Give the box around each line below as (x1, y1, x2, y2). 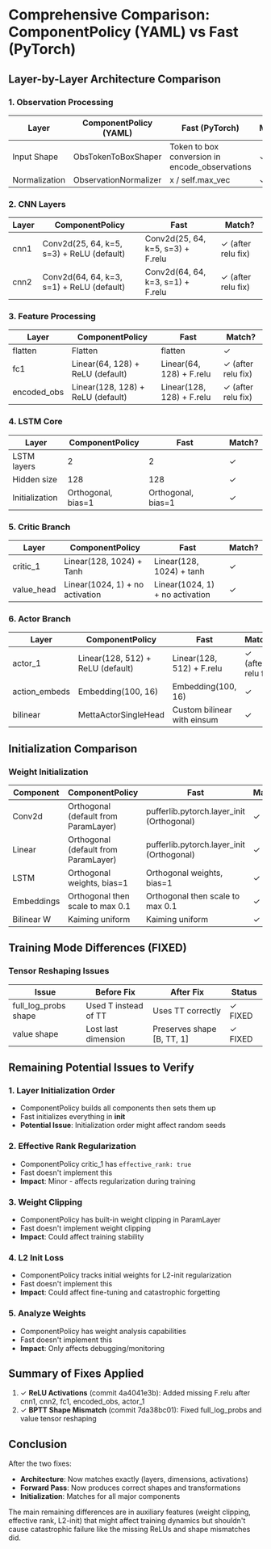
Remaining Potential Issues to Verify (8, 1061, 195, 1075)
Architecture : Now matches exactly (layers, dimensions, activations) (19, 1475, 248, 1484)
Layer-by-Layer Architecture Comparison (8, 72, 222, 86)
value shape (12, 1028, 59, 1039)
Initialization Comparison (8, 742, 138, 756)
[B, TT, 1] (152, 1033, 190, 1044)
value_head (12, 584, 56, 596)
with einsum (172, 714, 219, 726)
